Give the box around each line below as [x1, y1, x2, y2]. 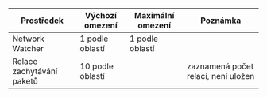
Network [12, 33, 45, 44]
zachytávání [12, 66, 58, 76]
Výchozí [84, 10, 117, 21]
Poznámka [200, 15, 242, 26]
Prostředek [21, 15, 64, 26]
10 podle [79, 61, 114, 72]
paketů [12, 76, 38, 86]
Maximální [133, 10, 175, 21]
